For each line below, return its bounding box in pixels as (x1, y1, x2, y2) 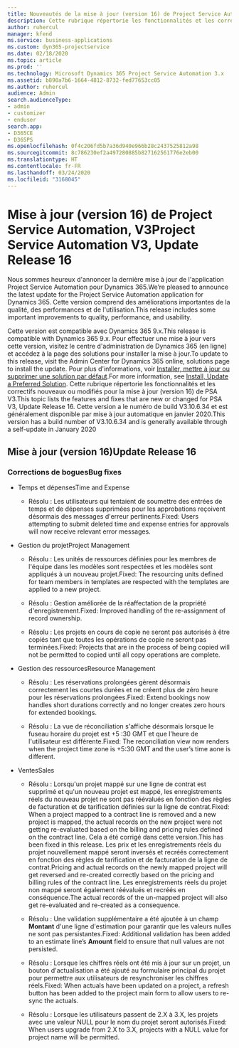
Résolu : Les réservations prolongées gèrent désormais (28, 678, 191, 687)
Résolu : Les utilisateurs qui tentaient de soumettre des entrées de (28, 497, 223, 506)
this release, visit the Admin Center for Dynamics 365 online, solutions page (7, 357, 230, 366)
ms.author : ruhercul (7, 83, 69, 90)
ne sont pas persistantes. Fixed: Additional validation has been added (28, 930, 230, 938)
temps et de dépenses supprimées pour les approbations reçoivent (28, 504, 225, 513)
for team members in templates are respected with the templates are (28, 578, 230, 586)
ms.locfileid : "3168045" (7, 176, 81, 183)
